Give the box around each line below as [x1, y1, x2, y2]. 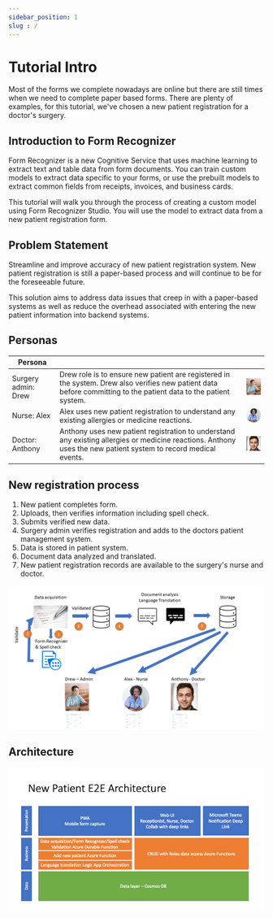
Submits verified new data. [19, 517, 110, 527]
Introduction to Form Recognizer [8, 134, 176, 148]
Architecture [8, 745, 75, 759]
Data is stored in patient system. [19, 543, 128, 553]
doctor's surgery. [8, 111, 67, 120]
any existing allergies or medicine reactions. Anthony [59, 435, 236, 445]
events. [59, 452, 84, 463]
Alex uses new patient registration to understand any [59, 407, 236, 416]
